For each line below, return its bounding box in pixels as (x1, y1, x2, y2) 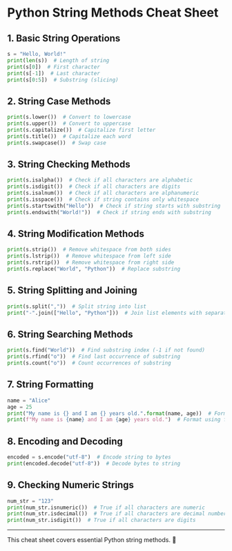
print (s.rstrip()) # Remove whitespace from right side (7, 259, 175, 267)
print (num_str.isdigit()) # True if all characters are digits (7, 516, 196, 524)
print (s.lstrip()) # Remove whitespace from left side (7, 253, 171, 260)
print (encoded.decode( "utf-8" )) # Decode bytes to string (7, 460, 181, 467)
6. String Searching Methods (7, 328, 133, 340)
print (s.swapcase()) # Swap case (7, 139, 107, 146)
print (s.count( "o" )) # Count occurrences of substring (7, 360, 171, 367)
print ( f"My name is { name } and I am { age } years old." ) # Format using (7, 416, 221, 423)
